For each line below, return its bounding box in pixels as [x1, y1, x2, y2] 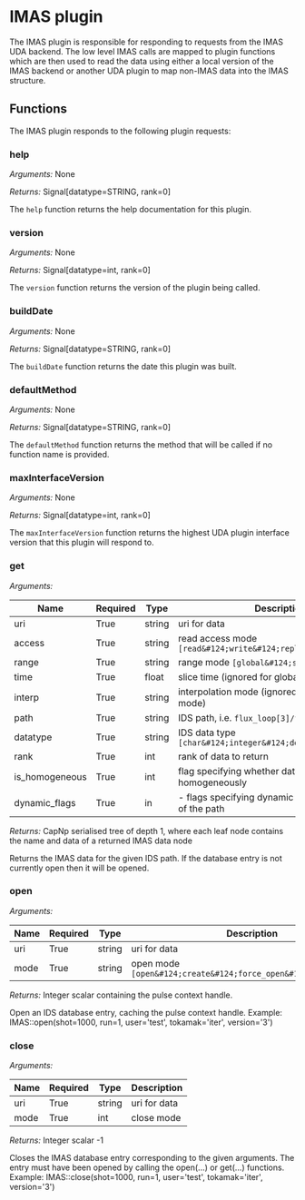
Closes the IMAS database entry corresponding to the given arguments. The [9, 1153, 295, 1164]
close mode [131, 1112, 182, 1125]
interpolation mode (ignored [178, 685, 298, 698]
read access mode [178, 632, 258, 644]
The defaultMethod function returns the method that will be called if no [9, 438, 273, 450]
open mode [131, 957, 180, 969]
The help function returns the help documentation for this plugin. [9, 204, 252, 215]
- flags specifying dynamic [178, 791, 294, 803]
